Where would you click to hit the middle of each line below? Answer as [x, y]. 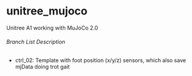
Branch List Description [36, 42]
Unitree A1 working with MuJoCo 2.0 [52, 28]
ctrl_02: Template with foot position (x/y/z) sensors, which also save [101, 60]
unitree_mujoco [47, 11]
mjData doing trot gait [42, 67]
